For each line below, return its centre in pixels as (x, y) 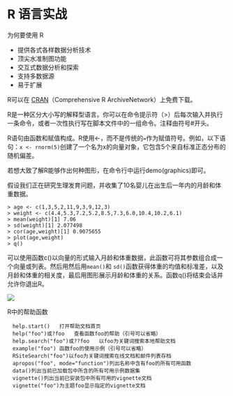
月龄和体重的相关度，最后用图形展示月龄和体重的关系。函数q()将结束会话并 (115, 275)
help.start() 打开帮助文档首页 (57, 326)
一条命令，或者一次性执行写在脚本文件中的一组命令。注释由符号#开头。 (110, 123)
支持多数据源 (36, 76)
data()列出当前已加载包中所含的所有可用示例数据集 (76, 371)
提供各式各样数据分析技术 (54, 50)
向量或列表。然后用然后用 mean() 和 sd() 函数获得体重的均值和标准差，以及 (118, 266)
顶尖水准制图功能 (42, 58)
